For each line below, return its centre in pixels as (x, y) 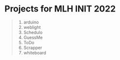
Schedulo (33, 32)
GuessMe (33, 37)
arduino (31, 22)
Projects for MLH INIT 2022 (60, 9)
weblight (32, 27)
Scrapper (33, 48)
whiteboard (35, 53)
